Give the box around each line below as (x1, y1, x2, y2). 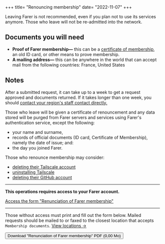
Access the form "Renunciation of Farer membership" (5, 198, 114, 204)
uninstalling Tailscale (12, 169, 55, 175)
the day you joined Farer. (12, 145, 63, 151)
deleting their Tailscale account (12, 164, 76, 170)
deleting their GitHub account (12, 174, 72, 180)
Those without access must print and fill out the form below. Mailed (5, 212, 141, 218)
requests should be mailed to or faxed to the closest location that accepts (5, 217, 154, 223)
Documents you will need (5, 33, 84, 41)
